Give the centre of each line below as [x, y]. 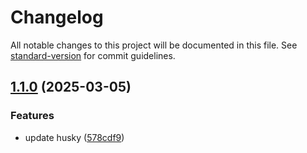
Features [32, 116]
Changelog [57, 17]
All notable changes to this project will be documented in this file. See [154, 45]
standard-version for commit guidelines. [93, 55]
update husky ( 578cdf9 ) [74, 137]
